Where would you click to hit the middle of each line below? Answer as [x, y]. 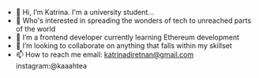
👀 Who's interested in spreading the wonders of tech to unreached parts [133, 20]
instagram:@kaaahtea [51, 66]
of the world [36, 29]
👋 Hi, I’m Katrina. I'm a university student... [85, 12]
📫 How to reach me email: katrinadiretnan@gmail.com [105, 54]
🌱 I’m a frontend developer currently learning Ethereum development [127, 37]
